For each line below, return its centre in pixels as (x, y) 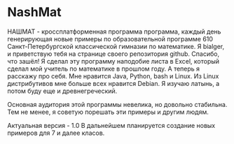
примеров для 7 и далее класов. (56, 133)
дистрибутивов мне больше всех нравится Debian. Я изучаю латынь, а (113, 83)
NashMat (34, 12)
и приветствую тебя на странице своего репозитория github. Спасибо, (113, 54)
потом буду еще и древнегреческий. (62, 91)
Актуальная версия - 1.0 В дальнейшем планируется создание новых (111, 125)
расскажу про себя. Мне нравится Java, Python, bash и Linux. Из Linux (113, 76)
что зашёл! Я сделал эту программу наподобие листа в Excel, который (113, 61)
